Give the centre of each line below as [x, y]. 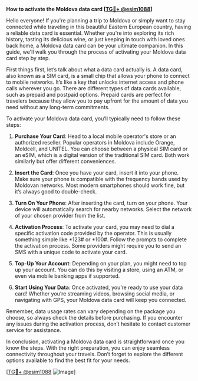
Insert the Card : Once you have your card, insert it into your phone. [96, 173]
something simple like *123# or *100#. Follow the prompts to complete [101, 239]
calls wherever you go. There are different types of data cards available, [94, 88]
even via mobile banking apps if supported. [67, 276]
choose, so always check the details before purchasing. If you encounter [95, 318]
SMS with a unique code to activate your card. [71, 252]
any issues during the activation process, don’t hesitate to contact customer [98, 324]
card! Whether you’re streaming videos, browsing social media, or [95, 294]
